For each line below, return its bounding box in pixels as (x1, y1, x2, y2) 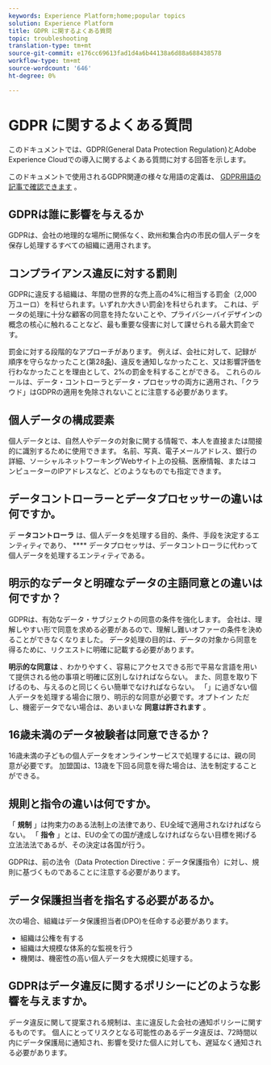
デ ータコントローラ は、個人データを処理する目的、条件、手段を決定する (8, 530, 252, 540)
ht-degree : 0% (8, 72, 56, 80)
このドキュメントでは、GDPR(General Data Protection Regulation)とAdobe (8, 144, 256, 154)
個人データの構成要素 (8, 413, 115, 427)
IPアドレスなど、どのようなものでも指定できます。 (57, 466, 226, 476)
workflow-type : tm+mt (8, 57, 81, 65)
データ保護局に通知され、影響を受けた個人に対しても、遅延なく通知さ (22, 1038, 256, 1047)
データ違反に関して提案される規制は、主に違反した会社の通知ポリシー (8, 1017, 242, 1027)
